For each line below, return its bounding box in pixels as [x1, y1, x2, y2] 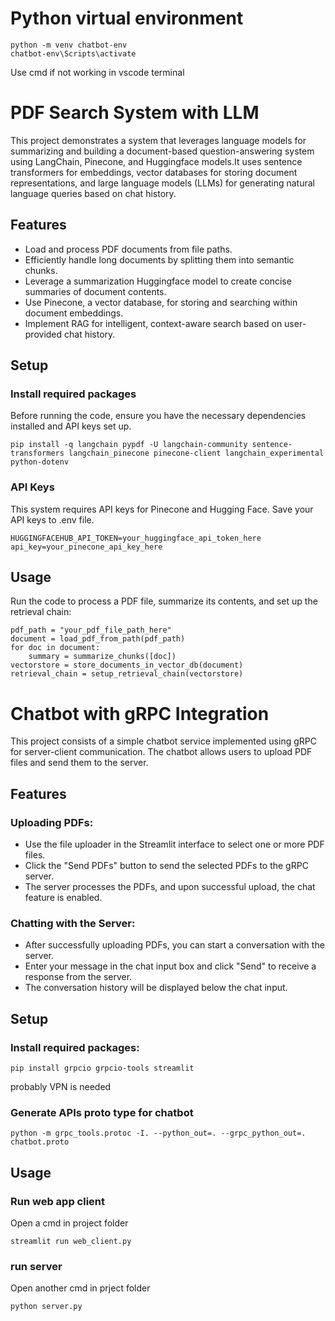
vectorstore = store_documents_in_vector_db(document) [10, 660, 244, 671]
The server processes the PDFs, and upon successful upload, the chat [24, 881, 316, 893]
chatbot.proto [10, 1137, 70, 1147]
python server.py [10, 1302, 83, 1312]
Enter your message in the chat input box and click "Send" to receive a [24, 960, 317, 972]
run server [10, 1260, 63, 1273]
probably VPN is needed [10, 1081, 112, 1093]
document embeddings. [24, 307, 124, 319]
